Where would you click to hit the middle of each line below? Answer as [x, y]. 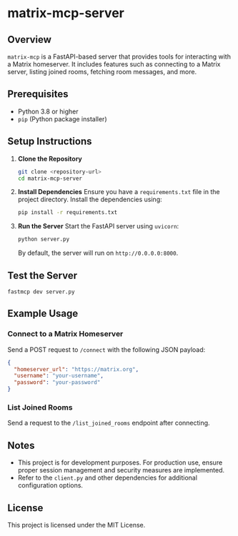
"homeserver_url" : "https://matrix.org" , [76, 369]
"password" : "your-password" [57, 383]
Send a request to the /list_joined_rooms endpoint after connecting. [109, 423]
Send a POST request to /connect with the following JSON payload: [106, 349]
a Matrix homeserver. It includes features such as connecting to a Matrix [114, 64]
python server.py [44, 239]
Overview [30, 40]
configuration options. [50, 485]
